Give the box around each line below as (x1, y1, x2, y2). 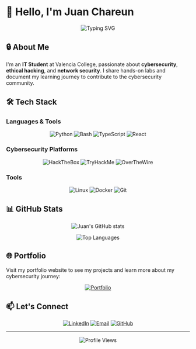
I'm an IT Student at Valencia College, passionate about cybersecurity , (6, 61, 178, 68)
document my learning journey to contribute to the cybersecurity (6, 73, 162, 80)
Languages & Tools (6, 118, 61, 126)
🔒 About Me (6, 42, 50, 52)
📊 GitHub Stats (6, 204, 63, 214)
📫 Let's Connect (6, 302, 69, 312)
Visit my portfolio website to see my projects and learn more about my (6, 266, 175, 274)
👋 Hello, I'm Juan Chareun (6, 5, 134, 19)
